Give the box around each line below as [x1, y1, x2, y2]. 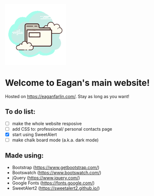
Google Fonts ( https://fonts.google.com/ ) [12, 180, 95, 186]
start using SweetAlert [12, 131, 57, 137]
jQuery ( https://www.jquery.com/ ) [12, 175, 80, 180]
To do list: [5, 108, 36, 116]
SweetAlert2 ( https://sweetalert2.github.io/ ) [12, 185, 100, 191]
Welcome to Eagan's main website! [5, 78, 150, 89]
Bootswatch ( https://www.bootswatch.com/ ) [12, 170, 101, 176]
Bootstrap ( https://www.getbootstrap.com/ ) [12, 164, 100, 170]
